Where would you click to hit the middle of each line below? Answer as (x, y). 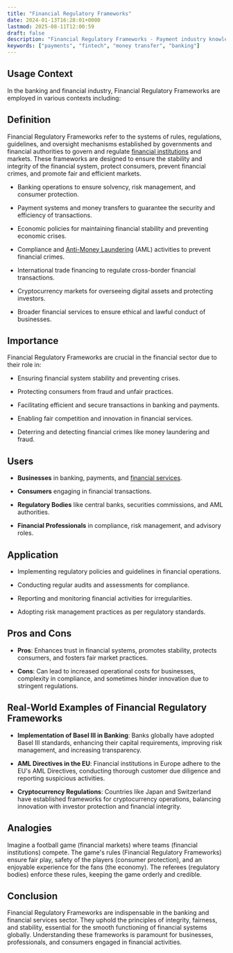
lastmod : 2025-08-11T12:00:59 (51, 26)
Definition (29, 120)
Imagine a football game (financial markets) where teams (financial (102, 845)
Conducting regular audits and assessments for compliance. (103, 585)
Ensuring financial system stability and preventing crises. (98, 378)
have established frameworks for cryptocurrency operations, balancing (119, 799)
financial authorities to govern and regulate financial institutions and (104, 151)
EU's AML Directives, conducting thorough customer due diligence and (119, 771)
